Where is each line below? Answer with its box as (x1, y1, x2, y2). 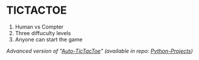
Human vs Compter (14, 23, 64, 30)
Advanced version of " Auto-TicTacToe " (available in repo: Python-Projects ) (6, 47, 193, 54)
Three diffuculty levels (14, 29, 71, 36)
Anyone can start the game (14, 36, 83, 43)
